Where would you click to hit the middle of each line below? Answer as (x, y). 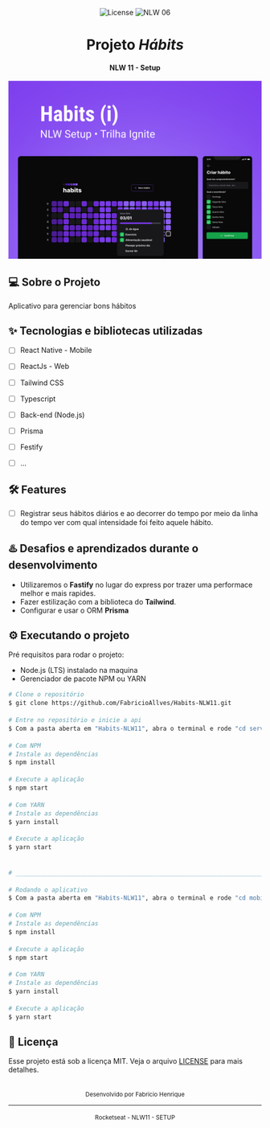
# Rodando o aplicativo (48, 890)
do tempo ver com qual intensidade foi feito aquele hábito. (117, 522)
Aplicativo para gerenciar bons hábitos (72, 306)
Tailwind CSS (42, 383)
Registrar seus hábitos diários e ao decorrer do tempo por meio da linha (139, 513)
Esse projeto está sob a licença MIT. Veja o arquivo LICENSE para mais (126, 1061)
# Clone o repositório (46, 695)
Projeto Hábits (135, 45)
